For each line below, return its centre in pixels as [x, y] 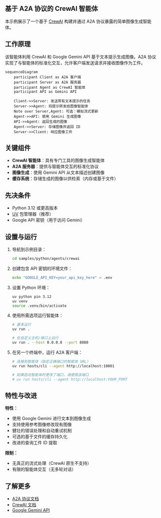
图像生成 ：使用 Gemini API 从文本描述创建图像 [58, 173]
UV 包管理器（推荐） [33, 214]
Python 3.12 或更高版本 [35, 208]
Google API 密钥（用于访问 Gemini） [48, 220]
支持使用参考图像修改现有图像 [42, 424]
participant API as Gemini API [45, 92]
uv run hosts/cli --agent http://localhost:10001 [63, 366]
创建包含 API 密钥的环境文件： [42, 268]
